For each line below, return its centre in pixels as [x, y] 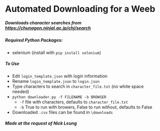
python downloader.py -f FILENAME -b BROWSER [59, 97]
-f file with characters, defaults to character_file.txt [74, 102]
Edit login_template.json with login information [60, 76]
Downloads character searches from [43, 22]
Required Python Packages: [34, 40]
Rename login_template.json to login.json [56, 81]
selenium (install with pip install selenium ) [57, 53]
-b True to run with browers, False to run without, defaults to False [86, 107]
